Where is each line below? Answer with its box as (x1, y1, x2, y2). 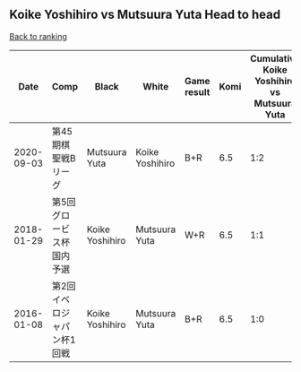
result (185, 85, 211, 98)
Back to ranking (9, 30, 67, 41)
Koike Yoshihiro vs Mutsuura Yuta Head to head (9, 7, 280, 22)
